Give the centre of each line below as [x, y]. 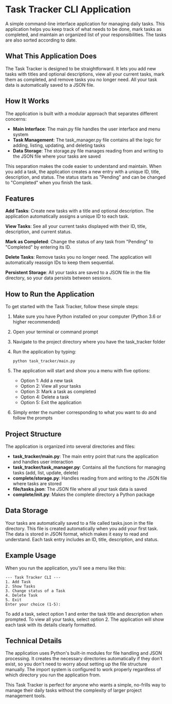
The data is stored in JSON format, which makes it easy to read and [77, 534]
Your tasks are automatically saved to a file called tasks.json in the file [79, 523]
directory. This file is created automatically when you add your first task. [82, 528]
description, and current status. [39, 232]
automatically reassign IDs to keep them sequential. [60, 262]
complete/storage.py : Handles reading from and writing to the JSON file [90, 478]
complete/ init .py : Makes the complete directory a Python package [84, 494]
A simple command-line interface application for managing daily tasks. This [85, 24]
